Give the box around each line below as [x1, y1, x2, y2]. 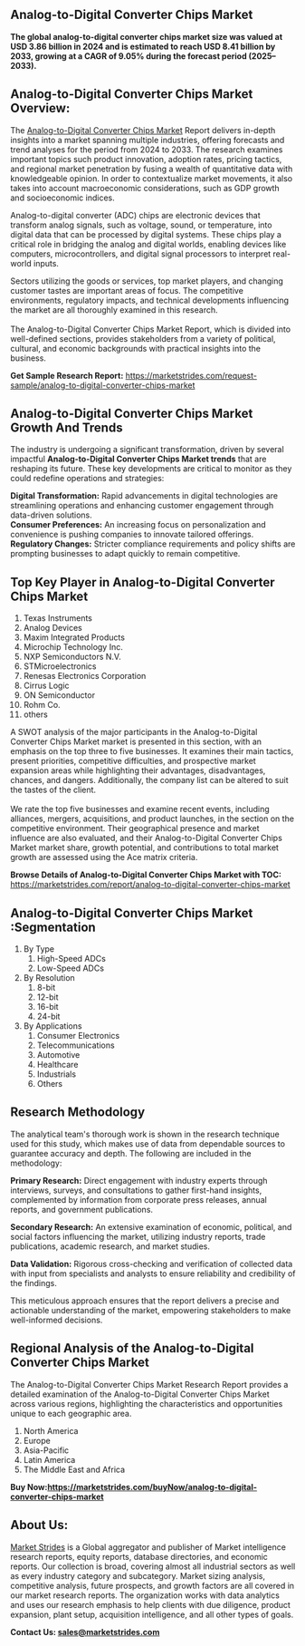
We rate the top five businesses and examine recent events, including [10, 804, 270, 815]
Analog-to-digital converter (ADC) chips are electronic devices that [10, 209, 261, 220]
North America [23, 1425, 79, 1436]
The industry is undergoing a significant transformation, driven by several [10, 444, 284, 455]
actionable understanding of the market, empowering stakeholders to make [10, 1304, 291, 1315]
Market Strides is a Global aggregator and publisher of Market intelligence [10, 1541, 286, 1553]
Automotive [36, 1050, 81, 1060]
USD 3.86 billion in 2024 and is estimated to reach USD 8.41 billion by [10, 41, 276, 52]
